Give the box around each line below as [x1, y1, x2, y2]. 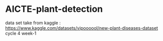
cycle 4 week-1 [5, 30, 37, 36]
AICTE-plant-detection [5, 3, 103, 15]
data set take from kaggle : [5, 20, 61, 26]
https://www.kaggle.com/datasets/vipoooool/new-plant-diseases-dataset [5, 25, 158, 31]
